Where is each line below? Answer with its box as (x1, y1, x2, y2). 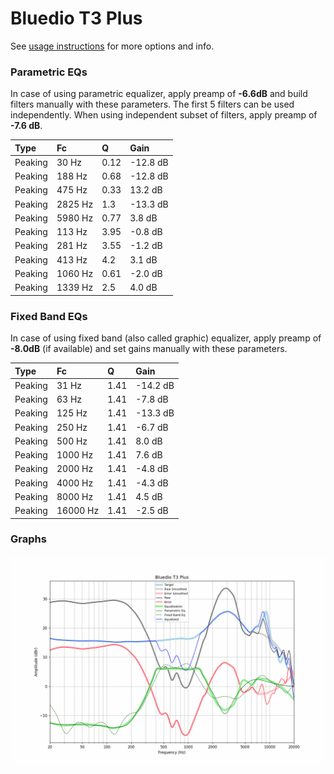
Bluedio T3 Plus (10, 7, 143, 30)
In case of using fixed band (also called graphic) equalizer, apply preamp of (10, 332, 322, 344)
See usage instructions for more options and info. (10, 40, 215, 52)
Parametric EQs (10, 65, 88, 79)
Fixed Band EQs (10, 309, 88, 323)
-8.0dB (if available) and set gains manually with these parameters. (10, 343, 288, 355)
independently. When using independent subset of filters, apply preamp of (10, 109, 318, 121)
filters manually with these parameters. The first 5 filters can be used (10, 98, 295, 111)
